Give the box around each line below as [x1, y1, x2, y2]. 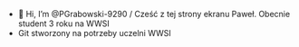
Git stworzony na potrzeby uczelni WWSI [17, 28, 172, 38]
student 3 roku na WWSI [17, 18, 111, 29]
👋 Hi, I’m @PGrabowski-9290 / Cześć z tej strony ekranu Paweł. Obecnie [17, 9, 291, 19]
